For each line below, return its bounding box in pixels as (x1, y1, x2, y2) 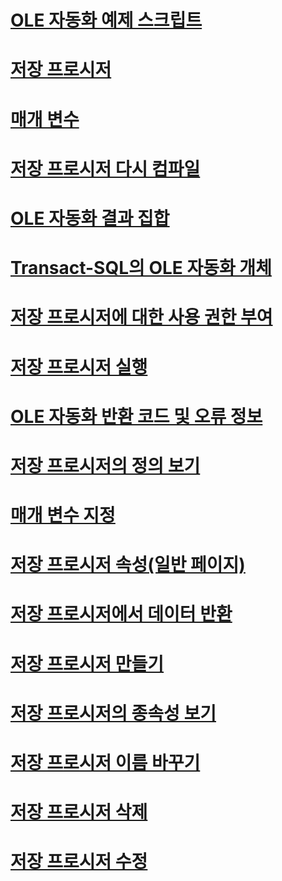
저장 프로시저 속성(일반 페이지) (10, 554, 246, 576)
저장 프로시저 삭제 (10, 801, 148, 824)
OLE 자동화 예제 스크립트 (10, 9, 203, 32)
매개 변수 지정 (10, 504, 116, 527)
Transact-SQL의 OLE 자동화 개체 (10, 257, 272, 280)
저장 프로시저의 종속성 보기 (10, 702, 217, 725)
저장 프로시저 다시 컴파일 (10, 157, 201, 180)
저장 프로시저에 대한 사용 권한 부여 (10, 306, 273, 329)
